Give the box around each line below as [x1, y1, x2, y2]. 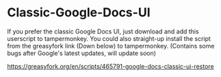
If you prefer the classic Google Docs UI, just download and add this [7, 27, 200, 35]
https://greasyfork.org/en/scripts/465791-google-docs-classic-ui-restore [7, 62, 214, 70]
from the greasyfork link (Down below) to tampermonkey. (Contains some [7, 42, 215, 50]
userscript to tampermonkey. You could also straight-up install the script [7, 34, 211, 42]
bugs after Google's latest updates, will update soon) [7, 49, 156, 57]
